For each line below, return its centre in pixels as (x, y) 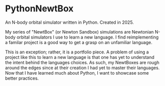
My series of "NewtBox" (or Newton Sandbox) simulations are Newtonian (80, 32)
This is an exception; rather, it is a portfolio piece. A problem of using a (77, 52)
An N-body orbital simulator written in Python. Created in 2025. (70, 22)
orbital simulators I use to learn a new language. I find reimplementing (88, 37)
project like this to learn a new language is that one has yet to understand (80, 57)
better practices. (22, 78)
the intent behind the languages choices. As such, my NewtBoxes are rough (82, 62)
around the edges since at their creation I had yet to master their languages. (82, 68)
